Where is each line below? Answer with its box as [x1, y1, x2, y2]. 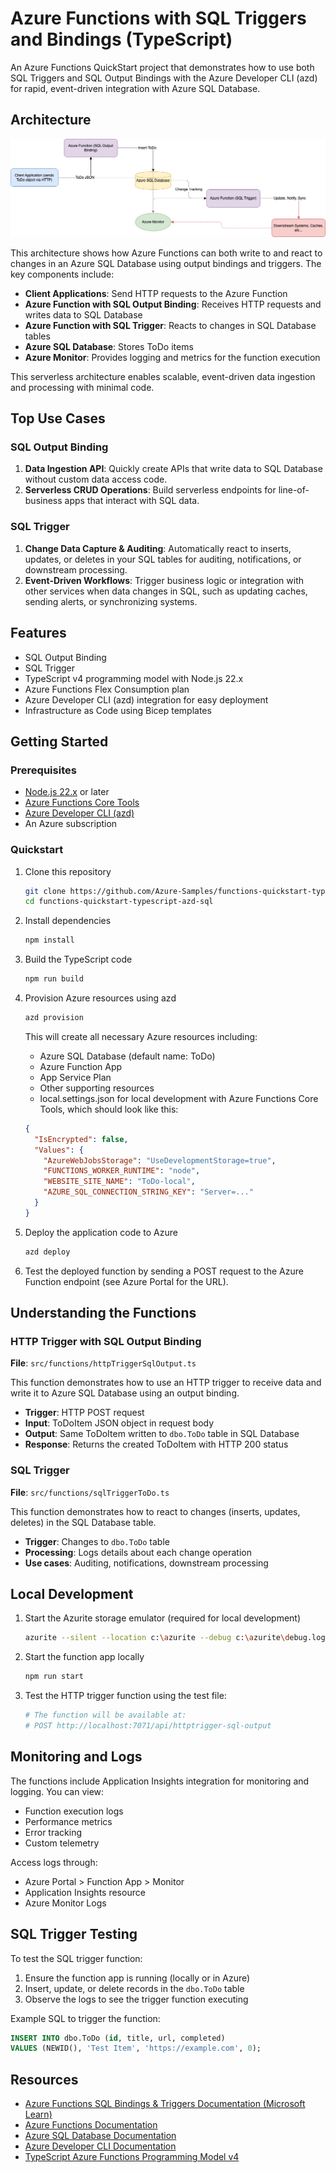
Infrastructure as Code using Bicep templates [24, 704, 212, 716]
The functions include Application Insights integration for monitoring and [10, 1775, 310, 1787]
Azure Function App [39, 1060, 123, 1072]
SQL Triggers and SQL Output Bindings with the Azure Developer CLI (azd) [10, 72, 318, 84]
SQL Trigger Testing [10, 1926, 138, 1943]
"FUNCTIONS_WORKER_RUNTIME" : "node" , [43, 1166, 201, 1176]
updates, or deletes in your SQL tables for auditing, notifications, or [24, 553, 302, 565]
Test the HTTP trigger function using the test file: [24, 1690, 227, 1702]
